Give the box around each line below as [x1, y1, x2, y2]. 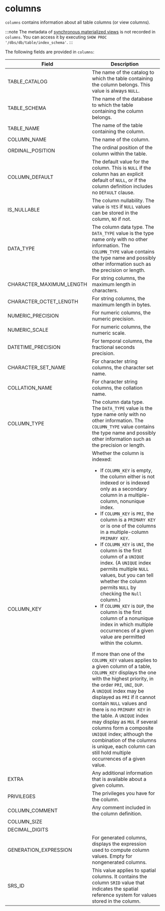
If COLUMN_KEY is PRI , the [100, 510, 154, 517]
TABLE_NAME [7, 125, 40, 132]
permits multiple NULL [100, 565, 149, 572]
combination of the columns [91, 736, 157, 743]
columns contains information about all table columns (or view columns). [5, 19, 151, 25]
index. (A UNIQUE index [100, 559, 151, 566]
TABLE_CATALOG [7, 78, 48, 85]
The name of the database [91, 95, 153, 102]
